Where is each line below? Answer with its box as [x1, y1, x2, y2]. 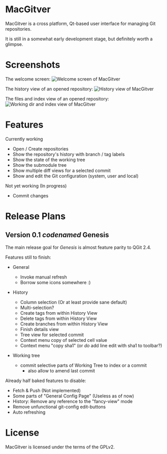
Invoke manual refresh [20, 274, 67, 280]
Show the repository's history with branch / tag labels [12, 151, 125, 157]
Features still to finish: [5, 254, 52, 260]
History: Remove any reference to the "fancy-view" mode [12, 398, 133, 404]
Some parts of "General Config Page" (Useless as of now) [12, 393, 135, 399]
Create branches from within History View [20, 320, 108, 327]
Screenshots [5, 59, 60, 71]
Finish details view [20, 326, 59, 332]
